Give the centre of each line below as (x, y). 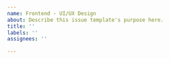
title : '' (21, 26)
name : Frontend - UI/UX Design (52, 13)
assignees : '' (27, 39)
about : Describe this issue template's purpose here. (86, 20)
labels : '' (23, 33)
